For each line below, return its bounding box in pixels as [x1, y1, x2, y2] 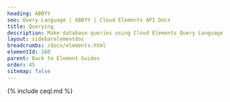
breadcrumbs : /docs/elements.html [7, 42, 107, 49]
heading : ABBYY [7, 10, 51, 17]
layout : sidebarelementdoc [7, 36, 85, 43]
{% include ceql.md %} [7, 87, 74, 95]
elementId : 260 [7, 49, 51, 56]
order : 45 [7, 61, 36, 68]
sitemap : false [7, 68, 51, 74]
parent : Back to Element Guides [7, 55, 100, 62]
